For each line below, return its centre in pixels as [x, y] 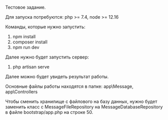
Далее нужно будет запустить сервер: [47, 57]
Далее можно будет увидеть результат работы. [57, 77]
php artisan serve [31, 67]
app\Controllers [22, 92]
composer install [30, 42]
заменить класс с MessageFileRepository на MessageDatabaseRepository [84, 107]
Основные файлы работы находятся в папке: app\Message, [69, 86]
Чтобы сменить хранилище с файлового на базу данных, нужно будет [81, 101]
